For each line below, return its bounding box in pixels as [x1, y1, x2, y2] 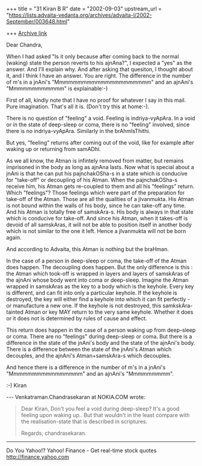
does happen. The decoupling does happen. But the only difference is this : [6, 264, 193, 270]
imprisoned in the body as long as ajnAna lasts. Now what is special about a [6, 164, 194, 170]
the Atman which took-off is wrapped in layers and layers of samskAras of [6, 270, 190, 277]
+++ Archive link [6, 30, 47, 37]
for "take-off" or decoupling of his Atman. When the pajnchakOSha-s [6, 176, 178, 183]
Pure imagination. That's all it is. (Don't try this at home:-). [6, 103, 150, 110]
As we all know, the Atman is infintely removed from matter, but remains [6, 157, 184, 164]
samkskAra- [162, 302, 193, 309]
